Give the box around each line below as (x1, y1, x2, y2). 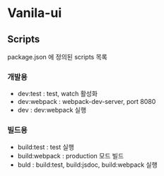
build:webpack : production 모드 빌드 (17, 151, 124, 160)
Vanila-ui (7, 5, 62, 21)
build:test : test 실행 (17, 143, 74, 151)
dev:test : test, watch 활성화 (17, 90, 98, 98)
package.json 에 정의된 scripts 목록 (7, 53, 107, 61)
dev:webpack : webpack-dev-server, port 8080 (17, 98, 156, 106)
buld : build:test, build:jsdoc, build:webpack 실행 (17, 160, 158, 169)
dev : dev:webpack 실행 (17, 106, 87, 115)
